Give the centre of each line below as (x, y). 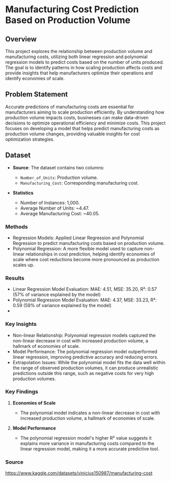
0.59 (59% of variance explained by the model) (62, 306)
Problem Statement (37, 95)
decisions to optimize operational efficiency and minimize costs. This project (85, 123)
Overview (21, 39)
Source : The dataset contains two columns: (59, 167)
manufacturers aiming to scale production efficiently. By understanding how (85, 112)
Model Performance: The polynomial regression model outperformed (85, 351)
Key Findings (22, 392)
